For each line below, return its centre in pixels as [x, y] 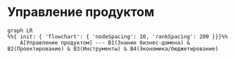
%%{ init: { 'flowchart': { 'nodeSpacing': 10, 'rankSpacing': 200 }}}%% [118, 36]
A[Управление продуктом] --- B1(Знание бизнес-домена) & [105, 42]
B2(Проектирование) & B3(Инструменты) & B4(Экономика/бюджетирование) [113, 49]
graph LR [20, 31]
